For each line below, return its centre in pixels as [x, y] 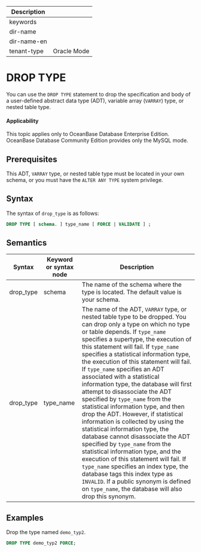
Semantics [27, 243]
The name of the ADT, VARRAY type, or [134, 310]
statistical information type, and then [133, 407]
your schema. [101, 300]
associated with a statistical [121, 377]
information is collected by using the [133, 421]
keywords [23, 22]
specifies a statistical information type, [136, 354]
